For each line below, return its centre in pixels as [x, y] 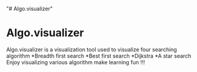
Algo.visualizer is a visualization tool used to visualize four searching [92, 49]
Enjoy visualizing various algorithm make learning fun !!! [76, 62]
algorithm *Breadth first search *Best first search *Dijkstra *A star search [99, 56]
